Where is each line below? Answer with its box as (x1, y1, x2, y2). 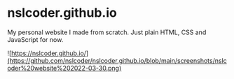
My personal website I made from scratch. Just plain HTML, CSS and (7, 28, 207, 36)
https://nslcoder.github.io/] (11, 49, 89, 57)
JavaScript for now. (7, 35, 64, 43)
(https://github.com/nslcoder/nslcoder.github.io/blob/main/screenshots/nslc (7, 56, 228, 64)
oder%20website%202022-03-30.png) (7, 64, 122, 72)
